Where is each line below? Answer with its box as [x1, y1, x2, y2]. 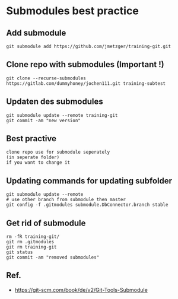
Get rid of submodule [6, 218, 86, 228]
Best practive [6, 133, 56, 144]
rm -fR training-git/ [6, 234, 60, 240]
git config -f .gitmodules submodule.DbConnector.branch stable [6, 202, 169, 208]
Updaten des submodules [6, 97, 103, 107]
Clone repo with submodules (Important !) [6, 59, 164, 69]
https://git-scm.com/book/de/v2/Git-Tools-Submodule [14, 286, 148, 293]
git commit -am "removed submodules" [6, 255, 100, 260]
